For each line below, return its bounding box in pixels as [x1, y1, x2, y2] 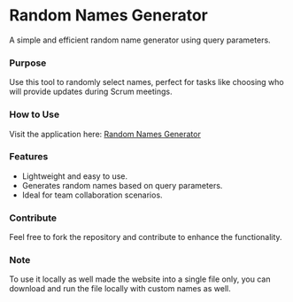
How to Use [9, 108, 60, 120]
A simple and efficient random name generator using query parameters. [9, 35, 272, 45]
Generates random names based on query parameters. [21, 180, 223, 190]
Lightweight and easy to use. [21, 170, 128, 182]
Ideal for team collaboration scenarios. [21, 190, 163, 200]
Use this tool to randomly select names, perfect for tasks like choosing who [9, 77, 285, 88]
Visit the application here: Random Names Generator [9, 128, 201, 139]
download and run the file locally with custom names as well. [9, 283, 232, 294]
